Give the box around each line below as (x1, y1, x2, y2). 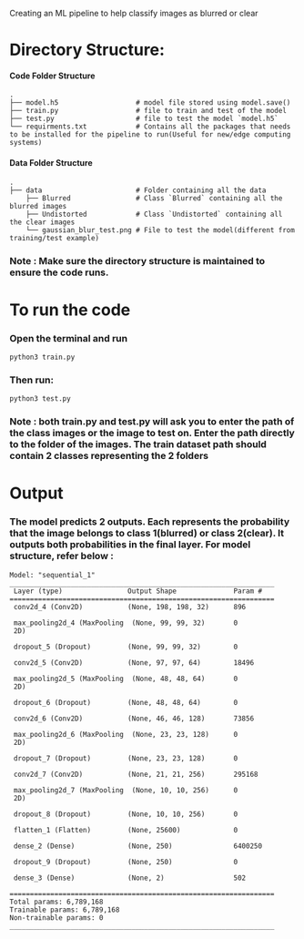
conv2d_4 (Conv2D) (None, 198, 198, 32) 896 (13, 602, 247, 611)
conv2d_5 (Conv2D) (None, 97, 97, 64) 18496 (13, 658, 255, 668)
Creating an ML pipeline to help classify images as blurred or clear (9, 8, 258, 18)
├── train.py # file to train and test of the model (9, 107, 287, 116)
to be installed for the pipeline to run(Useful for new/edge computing (9, 130, 291, 139)
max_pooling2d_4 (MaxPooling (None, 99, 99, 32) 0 (13, 618, 238, 628)
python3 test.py (9, 394, 71, 403)
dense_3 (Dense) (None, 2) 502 (13, 873, 247, 883)
